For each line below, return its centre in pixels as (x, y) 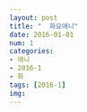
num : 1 (22, 43)
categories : (31, 51)
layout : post (34, 18)
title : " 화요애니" (44, 26)
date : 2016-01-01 (42, 34)
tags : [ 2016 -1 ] (38, 85)
